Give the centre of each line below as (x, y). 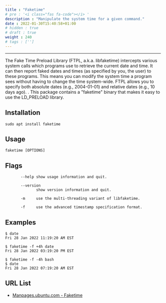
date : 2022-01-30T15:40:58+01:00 (41, 23)
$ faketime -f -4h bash (30, 260)
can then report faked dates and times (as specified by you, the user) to (78, 71)
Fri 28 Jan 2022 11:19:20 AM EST (40, 238)
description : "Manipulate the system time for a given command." (75, 19)
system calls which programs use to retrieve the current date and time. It (79, 66)
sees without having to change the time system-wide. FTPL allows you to (80, 81)
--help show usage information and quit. (64, 177)
